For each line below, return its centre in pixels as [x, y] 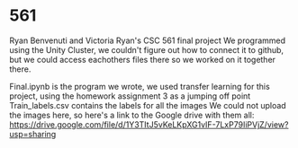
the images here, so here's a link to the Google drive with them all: [132, 115]
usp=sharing [33, 134]
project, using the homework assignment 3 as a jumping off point [130, 96]
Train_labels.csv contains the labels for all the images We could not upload [148, 105]
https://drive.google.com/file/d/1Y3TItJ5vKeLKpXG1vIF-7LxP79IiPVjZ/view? [149, 124]
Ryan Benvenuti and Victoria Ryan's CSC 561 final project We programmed [148, 40]
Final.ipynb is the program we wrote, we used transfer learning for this [140, 86]
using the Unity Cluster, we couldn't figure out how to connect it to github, [147, 49]
